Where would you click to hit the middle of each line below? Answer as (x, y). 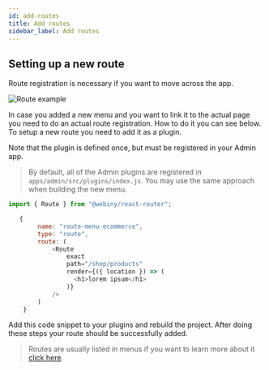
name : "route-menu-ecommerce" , (90, 226)
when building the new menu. (77, 189)
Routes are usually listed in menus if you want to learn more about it (141, 349)
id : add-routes (34, 16)
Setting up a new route (66, 64)
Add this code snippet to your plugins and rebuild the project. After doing (130, 325)
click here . (45, 358)
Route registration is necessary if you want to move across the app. (121, 84)
